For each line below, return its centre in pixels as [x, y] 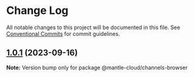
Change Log [37, 11]
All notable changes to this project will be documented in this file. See [93, 27]
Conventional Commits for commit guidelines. [63, 33]
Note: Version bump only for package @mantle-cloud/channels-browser [97, 67]
